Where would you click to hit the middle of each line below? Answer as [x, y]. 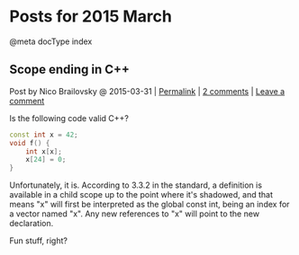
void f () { [30, 143]
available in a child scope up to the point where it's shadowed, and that [141, 195]
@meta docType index [51, 41]
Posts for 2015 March [91, 17]
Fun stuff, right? [38, 241]
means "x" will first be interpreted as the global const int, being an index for [149, 205]
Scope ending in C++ [70, 70]
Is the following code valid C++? [69, 118]
